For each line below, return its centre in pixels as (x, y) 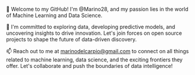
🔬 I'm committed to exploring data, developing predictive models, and (91, 27)
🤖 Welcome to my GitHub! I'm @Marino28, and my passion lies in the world (97, 9)
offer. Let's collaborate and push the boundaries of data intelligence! (90, 66)
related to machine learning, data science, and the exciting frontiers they (95, 60)
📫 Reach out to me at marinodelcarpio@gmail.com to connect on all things (97, 51)
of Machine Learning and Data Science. (54, 15)
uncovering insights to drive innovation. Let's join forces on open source (94, 33)
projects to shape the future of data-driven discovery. (71, 39)
